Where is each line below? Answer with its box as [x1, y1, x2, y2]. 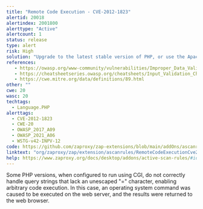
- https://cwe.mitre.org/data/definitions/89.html [14, 76, 145, 82]
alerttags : [6, 110, 34, 116]
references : [6, 59, 36, 65]
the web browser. [6, 197, 50, 204]
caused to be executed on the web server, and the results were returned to [6, 191, 193, 198]
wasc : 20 [6, 93, 28, 99]
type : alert [6, 43, 36, 49]
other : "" [6, 82, 31, 88]
